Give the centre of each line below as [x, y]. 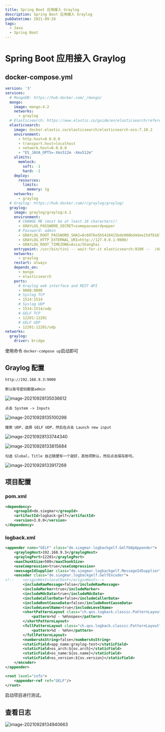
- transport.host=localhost [47, 144]
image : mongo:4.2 [32, 107]
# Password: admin [37, 231]
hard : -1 [32, 171]
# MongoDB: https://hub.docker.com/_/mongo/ [56, 97]
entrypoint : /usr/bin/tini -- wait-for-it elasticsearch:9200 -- [82, 249]
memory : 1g [38, 190]
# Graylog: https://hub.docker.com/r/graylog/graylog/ [67, 203]
